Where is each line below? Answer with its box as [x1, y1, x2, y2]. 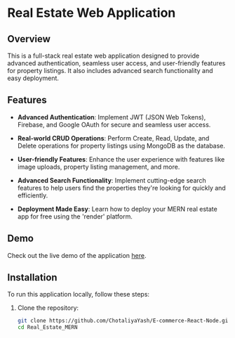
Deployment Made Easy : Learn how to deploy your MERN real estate [17, 204, 217, 213]
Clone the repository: [17, 304, 79, 312]
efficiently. [17, 191, 48, 200]
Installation [7, 272, 58, 284]
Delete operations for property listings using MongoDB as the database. [17, 141, 226, 150]
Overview [7, 33, 51, 45]
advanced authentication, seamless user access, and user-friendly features [7, 59, 226, 67]
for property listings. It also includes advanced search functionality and [7, 67, 213, 74]
